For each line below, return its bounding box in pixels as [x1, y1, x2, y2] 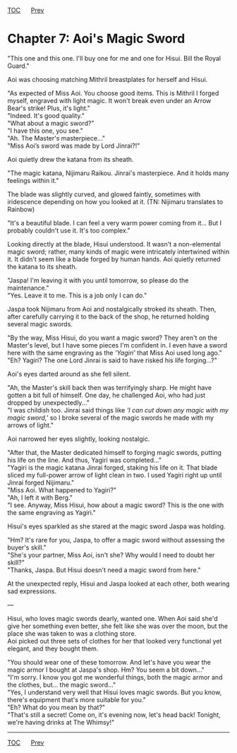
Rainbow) [7, 205, 35, 213]
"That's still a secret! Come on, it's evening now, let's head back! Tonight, [7, 710, 221, 719]
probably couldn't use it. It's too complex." [7, 226, 130, 235]
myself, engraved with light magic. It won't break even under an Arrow [7, 96, 212, 105]
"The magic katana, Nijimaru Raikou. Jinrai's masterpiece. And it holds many [7, 169, 229, 177]
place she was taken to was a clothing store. [7, 629, 137, 638]
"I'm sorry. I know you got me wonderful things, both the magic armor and [7, 672, 223, 681]
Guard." [7, 61, 30, 70]
